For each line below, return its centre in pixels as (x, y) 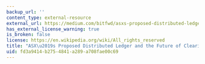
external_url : (24, 23)
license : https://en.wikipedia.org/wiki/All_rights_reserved (86, 40)
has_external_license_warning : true (53, 29)
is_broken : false (28, 35)
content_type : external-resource (49, 18)
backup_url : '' (26, 12)
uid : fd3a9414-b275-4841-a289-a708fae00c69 (63, 52)
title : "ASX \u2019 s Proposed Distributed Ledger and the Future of (94, 46)
